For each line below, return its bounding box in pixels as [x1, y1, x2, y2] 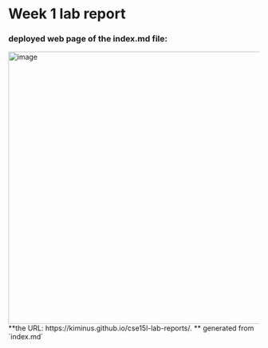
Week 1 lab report [8, 5, 126, 23]
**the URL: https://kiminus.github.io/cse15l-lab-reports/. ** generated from [8, 323, 254, 333]
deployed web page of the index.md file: [8, 33, 167, 45]
